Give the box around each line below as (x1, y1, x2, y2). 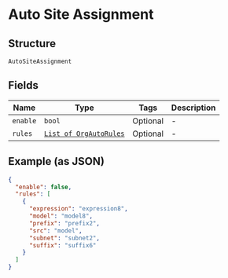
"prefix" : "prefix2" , (28, 219, 101, 227)
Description (171, 102, 216, 113)
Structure (8, 37, 57, 50)
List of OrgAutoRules (44, 129, 125, 138)
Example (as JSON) (8, 155, 105, 168)
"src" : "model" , (28, 226, 83, 235)
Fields (8, 79, 39, 92)
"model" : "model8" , (28, 212, 93, 220)
